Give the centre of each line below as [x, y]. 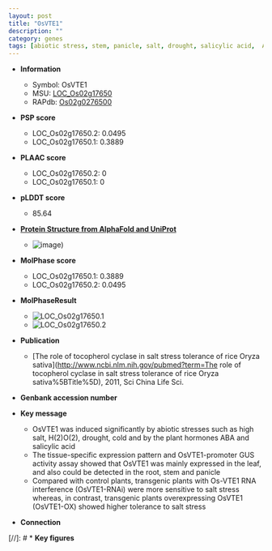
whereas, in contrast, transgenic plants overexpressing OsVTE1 [137, 498]
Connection [40, 523]
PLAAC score [43, 158]
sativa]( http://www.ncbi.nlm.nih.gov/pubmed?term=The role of [136, 365]
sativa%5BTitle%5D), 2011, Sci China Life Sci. [108, 382]
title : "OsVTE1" [36, 23]
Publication [40, 340]
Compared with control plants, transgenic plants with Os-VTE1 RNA [144, 481]
